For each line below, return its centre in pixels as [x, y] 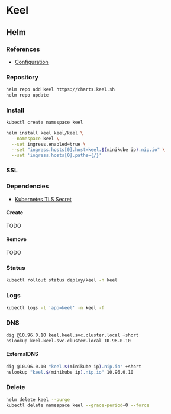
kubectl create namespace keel [45, 123]
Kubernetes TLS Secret [43, 199]
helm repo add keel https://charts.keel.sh [61, 89]
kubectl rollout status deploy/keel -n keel [62, 280]
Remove [16, 239]
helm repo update [28, 95]
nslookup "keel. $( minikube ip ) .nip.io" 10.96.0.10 [70, 372]
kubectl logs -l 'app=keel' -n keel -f [55, 308]
